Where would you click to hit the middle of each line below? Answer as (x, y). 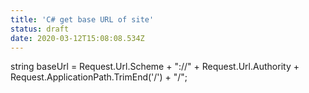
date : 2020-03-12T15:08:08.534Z (77, 38)
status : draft (40, 29)
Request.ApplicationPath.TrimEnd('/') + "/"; (99, 77)
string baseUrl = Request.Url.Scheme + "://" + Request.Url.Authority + (155, 67)
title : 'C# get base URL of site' (82, 19)
